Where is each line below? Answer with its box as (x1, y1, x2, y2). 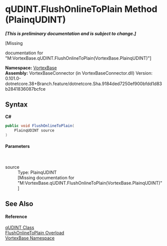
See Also (5, 199, 33, 208)
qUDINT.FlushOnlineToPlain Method (5, 3, 158, 15)
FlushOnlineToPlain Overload (5, 230, 65, 236)
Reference (5, 213, 27, 220)
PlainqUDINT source (14, 128, 55, 133)
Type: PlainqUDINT (17, 169, 57, 175)
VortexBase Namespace (5, 235, 55, 241)
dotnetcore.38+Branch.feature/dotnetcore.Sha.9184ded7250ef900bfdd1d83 (5, 81, 163, 87)
